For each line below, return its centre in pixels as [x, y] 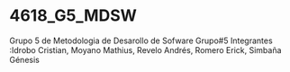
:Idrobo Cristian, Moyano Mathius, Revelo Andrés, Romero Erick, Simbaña [145, 49]
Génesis [25, 59]
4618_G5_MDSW [73, 16]
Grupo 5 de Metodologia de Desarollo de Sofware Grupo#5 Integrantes [141, 40]
